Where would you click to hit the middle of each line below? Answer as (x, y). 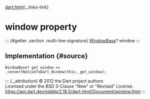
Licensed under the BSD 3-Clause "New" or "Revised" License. (69, 86)
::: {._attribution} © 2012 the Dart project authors (54, 81)
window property (41, 27)
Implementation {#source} (47, 56)
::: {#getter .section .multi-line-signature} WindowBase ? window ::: (73, 40)
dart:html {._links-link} (27, 7)
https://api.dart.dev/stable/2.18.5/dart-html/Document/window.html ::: (75, 91)
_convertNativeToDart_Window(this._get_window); (56, 72)
